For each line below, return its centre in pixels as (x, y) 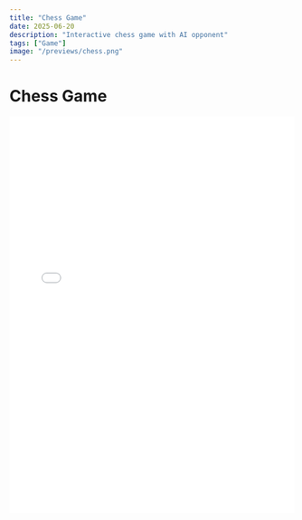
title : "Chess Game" (48, 18)
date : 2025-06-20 (42, 26)
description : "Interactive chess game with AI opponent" (119, 34)
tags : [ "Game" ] (38, 43)
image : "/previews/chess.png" (66, 52)
